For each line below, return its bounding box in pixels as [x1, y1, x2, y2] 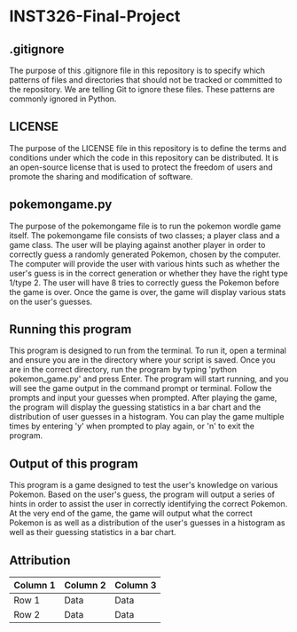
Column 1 [13, 580, 56, 592]
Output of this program [9, 456, 139, 471]
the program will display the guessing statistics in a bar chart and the [9, 402, 262, 412]
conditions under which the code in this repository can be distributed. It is [9, 152, 279, 163]
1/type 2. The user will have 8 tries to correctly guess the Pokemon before [9, 277, 279, 288]
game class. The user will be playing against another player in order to [9, 239, 266, 250]
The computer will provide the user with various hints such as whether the [9, 258, 280, 268]
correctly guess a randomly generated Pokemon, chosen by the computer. [9, 249, 281, 260]
